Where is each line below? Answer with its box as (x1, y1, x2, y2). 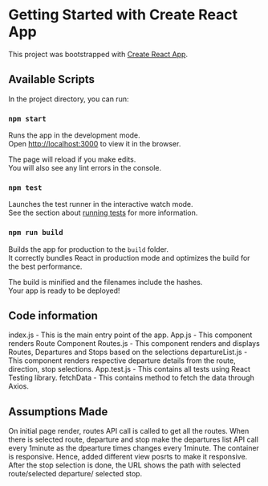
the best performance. (8, 262, 83, 271)
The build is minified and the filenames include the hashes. (8, 277, 203, 286)
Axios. (8, 381, 30, 391)
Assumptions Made (8, 405, 108, 418)
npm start (8, 114, 47, 123)
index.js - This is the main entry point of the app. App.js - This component (8, 330, 253, 340)
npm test (8, 183, 43, 192)
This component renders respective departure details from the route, (8, 356, 236, 365)
